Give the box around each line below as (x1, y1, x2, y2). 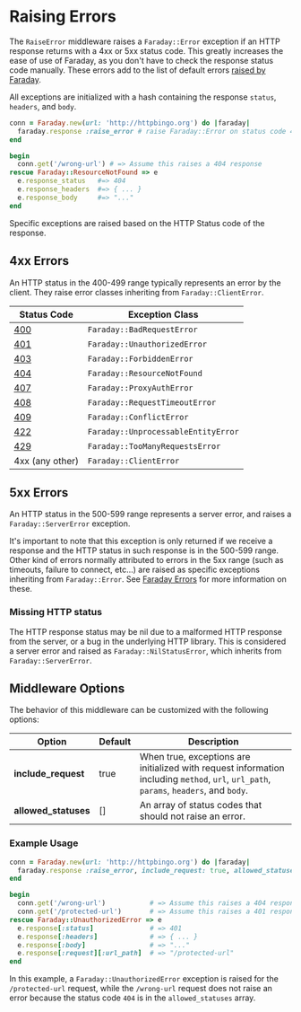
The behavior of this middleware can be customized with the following (9, 705, 269, 716)
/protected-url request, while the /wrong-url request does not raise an (9, 983, 273, 994)
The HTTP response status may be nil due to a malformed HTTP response (9, 626, 282, 637)
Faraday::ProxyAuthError (87, 383, 194, 392)
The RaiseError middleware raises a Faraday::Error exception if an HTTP (9, 36, 280, 47)
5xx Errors (9, 485, 69, 500)
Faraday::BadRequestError (87, 324, 199, 334)
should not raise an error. (139, 810, 246, 823)
